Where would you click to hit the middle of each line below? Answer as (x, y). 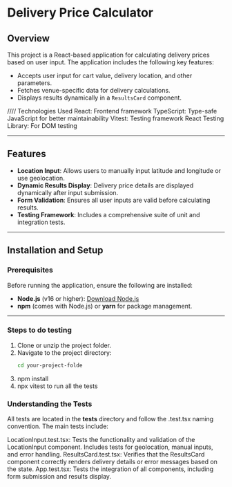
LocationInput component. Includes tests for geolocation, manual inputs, (110, 447)
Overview (29, 38)
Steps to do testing (40, 330)
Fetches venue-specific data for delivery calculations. (94, 90)
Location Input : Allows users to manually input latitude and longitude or (119, 170)
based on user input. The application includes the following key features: (110, 62)
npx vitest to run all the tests (57, 386)
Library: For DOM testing (42, 126)
